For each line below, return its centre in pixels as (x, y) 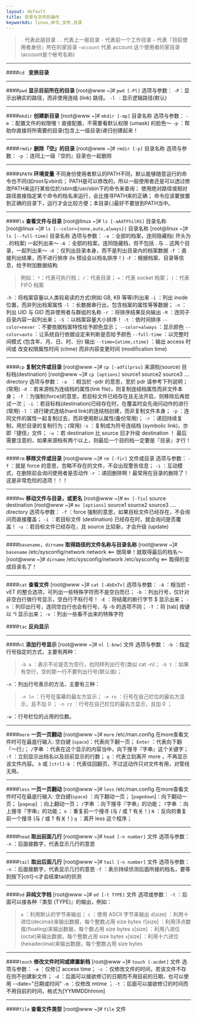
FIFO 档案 (32, 285)
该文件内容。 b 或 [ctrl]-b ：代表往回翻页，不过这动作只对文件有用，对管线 (98, 764)
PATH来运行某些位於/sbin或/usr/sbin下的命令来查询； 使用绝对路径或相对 (99, 189)
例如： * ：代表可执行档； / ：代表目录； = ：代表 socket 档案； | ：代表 (105, 278)
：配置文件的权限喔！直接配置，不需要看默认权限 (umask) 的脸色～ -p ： (97, 123)
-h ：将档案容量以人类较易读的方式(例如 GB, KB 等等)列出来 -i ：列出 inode (97, 298)
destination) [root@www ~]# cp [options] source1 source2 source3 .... (104, 374)
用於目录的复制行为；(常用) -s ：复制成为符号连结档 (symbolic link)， (100, 426)
